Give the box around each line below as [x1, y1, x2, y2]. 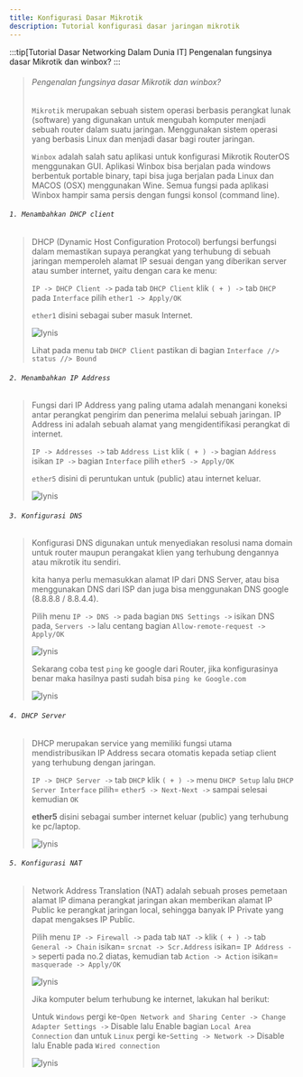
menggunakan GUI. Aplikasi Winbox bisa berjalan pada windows [31, 160, 271, 172]
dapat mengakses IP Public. [31, 913, 135, 924]
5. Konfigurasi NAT [9, 859, 83, 868]
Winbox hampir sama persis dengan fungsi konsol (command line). [31, 189, 280, 200]
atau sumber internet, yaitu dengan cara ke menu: [31, 265, 218, 276]
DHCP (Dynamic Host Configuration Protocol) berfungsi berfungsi [31, 236, 277, 247]
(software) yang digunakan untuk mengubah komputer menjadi [31, 114, 266, 125]
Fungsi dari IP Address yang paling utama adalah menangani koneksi [31, 399, 288, 411]
